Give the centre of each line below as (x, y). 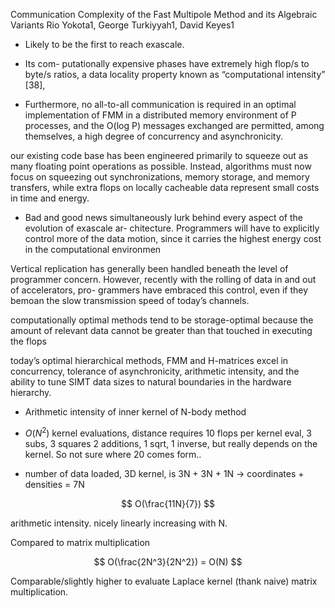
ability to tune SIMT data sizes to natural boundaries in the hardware (151, 382)
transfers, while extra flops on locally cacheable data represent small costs (165, 187)
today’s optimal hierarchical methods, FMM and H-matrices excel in (149, 360)
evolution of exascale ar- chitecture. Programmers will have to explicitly (172, 228)
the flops (28, 341)
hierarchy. (31, 392)
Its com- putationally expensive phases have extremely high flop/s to (167, 63)
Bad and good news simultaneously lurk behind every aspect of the (163, 217)
